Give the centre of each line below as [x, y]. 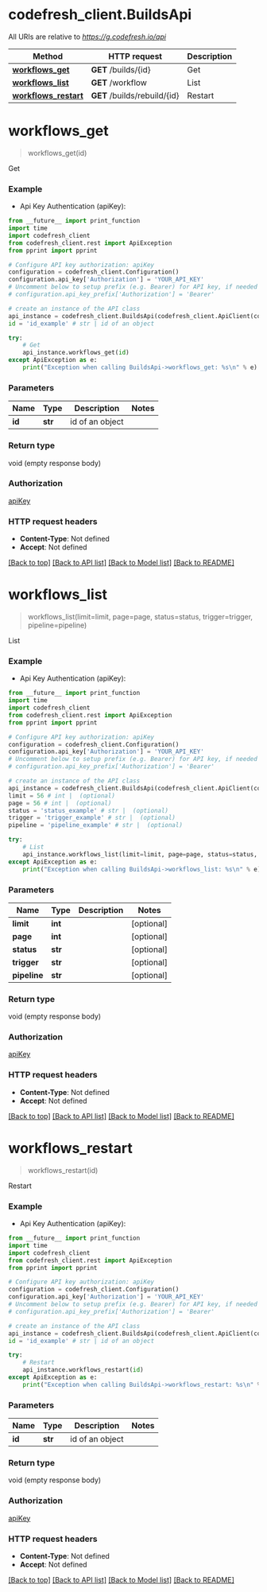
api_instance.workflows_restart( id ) [83, 1370]
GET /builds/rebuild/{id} [135, 95]
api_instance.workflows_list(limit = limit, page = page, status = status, [140, 854]
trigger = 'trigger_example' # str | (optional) [92, 818]
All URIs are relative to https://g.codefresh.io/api [87, 37]
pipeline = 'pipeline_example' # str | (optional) [95, 825]
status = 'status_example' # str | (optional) [89, 810]
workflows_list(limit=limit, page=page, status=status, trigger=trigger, [140, 617]
